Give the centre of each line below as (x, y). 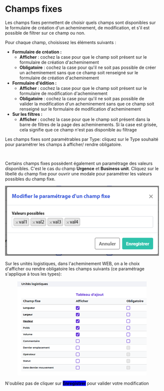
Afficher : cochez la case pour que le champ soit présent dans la (85, 119)
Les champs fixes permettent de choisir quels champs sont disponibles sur (81, 22)
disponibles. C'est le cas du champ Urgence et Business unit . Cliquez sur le (82, 168)
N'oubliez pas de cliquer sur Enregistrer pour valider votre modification (77, 383)
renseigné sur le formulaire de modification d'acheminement (80, 109)
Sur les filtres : (27, 114)
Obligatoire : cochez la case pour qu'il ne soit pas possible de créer (88, 67)
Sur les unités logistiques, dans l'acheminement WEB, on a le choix (72, 263)
